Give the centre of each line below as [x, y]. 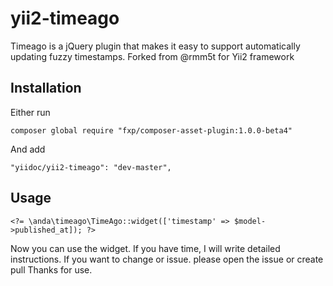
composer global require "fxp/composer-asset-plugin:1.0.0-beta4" [151, 130]
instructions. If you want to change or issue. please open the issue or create [167, 259]
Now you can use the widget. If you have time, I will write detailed [145, 248]
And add [28, 149]
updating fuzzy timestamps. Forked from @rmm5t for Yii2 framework [152, 56]
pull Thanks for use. [51, 269]
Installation [46, 88]
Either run [30, 112]
